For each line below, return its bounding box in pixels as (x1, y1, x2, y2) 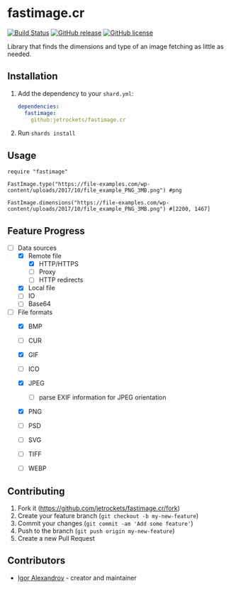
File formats (17, 307, 53, 316)
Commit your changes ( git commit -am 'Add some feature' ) (17, 519, 193, 528)
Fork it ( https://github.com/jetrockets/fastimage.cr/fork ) (17, 504, 181, 512)
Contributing (7, 485, 65, 497)
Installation (7, 70, 58, 82)
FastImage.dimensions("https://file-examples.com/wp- (7, 199, 170, 207)
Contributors (7, 555, 66, 567)
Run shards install (17, 129, 76, 138)
